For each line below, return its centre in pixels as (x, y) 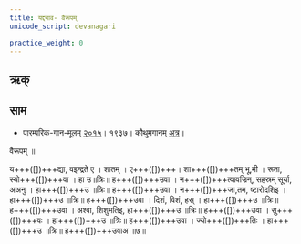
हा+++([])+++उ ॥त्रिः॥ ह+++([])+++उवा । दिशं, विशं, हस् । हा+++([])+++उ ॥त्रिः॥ (144, 199)
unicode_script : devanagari (63, 26)
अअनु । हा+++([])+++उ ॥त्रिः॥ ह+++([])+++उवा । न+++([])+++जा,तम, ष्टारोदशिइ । (148, 189)
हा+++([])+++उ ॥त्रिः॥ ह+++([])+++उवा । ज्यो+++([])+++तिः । (159, 220)
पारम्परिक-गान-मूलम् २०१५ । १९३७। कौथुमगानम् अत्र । (104, 132)
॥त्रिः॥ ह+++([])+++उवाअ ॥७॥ (95, 230)
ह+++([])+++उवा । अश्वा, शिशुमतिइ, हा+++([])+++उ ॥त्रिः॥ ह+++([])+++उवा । (140, 209)
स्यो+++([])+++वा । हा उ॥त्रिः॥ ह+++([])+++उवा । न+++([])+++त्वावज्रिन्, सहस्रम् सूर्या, (150, 179)
